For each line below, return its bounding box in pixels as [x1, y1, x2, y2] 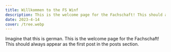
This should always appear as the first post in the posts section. [5, 41, 139, 47]
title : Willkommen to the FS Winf [5, 7, 79, 13]
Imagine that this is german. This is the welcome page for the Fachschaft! [5, 36, 159, 42]
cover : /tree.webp [5, 21, 44, 27]
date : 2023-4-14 [5, 17, 40, 22]
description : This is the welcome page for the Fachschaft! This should [5, 12, 163, 17]
